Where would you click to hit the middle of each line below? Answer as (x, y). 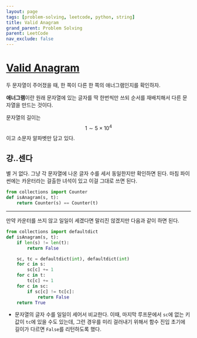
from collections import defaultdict (52, 232)
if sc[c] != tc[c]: (51, 291)
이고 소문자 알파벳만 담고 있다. (40, 138)
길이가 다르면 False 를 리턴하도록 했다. (58, 329)
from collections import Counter (47, 192)
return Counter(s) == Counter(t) (57, 203)
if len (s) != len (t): (43, 243)
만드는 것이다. (37, 105)
